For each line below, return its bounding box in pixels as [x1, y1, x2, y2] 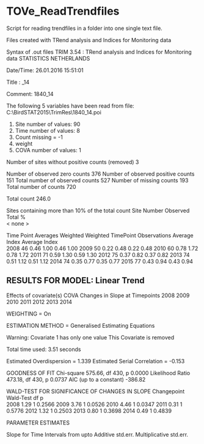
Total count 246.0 [6, 194, 51, 202]
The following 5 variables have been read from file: [6, 102, 134, 109]
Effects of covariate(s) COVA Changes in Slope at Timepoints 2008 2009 [6, 292, 190, 299]
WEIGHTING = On [6, 310, 51, 317]
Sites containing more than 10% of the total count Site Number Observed [6, 207, 190, 214]
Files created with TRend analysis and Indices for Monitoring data [6, 36, 172, 43]
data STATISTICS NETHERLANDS [6, 54, 90, 62]
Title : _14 [6, 78, 30, 86]
